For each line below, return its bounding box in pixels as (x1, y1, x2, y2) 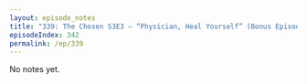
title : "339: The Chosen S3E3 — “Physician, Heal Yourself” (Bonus (9, 22, 272, 31)
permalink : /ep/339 (9, 38, 84, 48)
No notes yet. (9, 64, 60, 75)
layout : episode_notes (9, 13, 96, 23)
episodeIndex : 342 (9, 30, 79, 39)
